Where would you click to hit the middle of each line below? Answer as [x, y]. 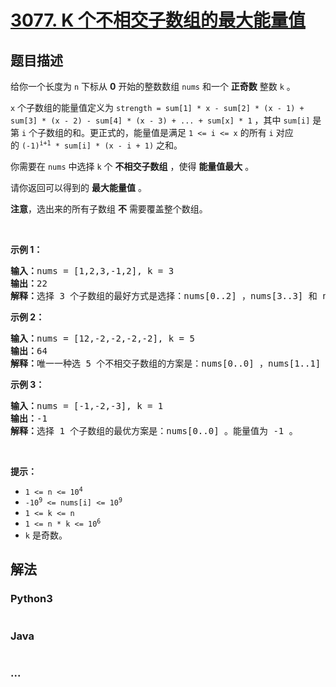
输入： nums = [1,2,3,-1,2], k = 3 [92, 271]
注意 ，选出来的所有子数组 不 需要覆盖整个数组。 [109, 209]
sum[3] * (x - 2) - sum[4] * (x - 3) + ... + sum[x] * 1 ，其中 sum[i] [160, 120]
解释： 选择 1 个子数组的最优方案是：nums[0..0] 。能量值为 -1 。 [154, 431]
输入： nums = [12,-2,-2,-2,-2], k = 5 [102, 338]
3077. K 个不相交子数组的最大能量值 [158, 20]
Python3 [31, 599]
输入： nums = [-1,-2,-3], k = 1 [87, 406]
